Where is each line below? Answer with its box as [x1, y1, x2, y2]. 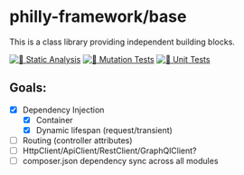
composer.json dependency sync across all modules [22, 156, 219, 167]
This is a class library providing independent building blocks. [9, 36, 235, 47]
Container [35, 114, 74, 125]
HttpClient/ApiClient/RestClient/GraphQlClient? [22, 145, 197, 156]
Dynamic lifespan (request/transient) [35, 124, 174, 135]
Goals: [9, 80, 47, 96]
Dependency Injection [22, 104, 105, 115]
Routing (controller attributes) [22, 134, 133, 146]
